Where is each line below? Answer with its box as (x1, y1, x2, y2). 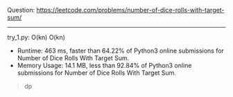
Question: (7, 6, 35, 14)
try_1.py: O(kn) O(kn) (7, 33, 66, 41)
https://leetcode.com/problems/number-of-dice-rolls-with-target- (36, 6, 225, 14)
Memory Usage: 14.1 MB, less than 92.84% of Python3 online (17, 62, 192, 69)
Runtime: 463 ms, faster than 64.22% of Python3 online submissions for (17, 46, 224, 55)
